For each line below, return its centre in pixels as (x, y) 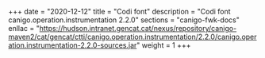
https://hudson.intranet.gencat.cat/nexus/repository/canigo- (138, 28)
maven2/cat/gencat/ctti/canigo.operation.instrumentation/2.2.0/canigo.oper (132, 37)
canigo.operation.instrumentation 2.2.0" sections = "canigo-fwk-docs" (124, 20)
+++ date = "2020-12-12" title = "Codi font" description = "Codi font (120, 12)
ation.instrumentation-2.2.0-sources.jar (73, 45)
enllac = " (24, 28)
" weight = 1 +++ (164, 45)
